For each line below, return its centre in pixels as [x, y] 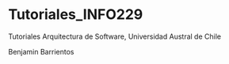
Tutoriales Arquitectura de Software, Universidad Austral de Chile [115, 36]
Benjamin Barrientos [41, 51]
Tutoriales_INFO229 [76, 15]
